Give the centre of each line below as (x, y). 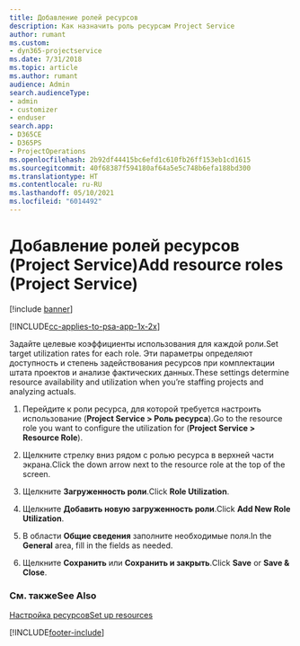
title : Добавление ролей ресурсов (74, 18)
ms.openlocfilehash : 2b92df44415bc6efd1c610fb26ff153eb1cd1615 (130, 159)
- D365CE (26, 135)
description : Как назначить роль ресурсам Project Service (122, 26)
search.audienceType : (50, 93)
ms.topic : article (44, 68)
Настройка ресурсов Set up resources (81, 615)
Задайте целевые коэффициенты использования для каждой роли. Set (144, 343)
